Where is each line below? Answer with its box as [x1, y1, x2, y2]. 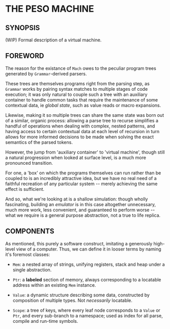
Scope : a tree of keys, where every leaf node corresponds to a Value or [12, 307, 160, 313]
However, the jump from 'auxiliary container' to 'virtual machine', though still [5, 149, 165, 155]
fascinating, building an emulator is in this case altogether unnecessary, [5, 201, 156, 207]
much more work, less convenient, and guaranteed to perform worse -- [5, 207, 155, 213]
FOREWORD [5, 52, 44, 60]
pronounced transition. [5, 160, 53, 166]
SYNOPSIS [5, 23, 40, 32]
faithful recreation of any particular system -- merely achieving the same [5, 181, 158, 187]
